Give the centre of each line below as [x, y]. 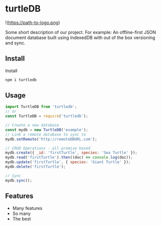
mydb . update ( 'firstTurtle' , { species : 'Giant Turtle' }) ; [68, 162]
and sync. [15, 42]
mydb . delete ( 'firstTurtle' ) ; [35, 167]
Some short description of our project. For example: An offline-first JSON [81, 32]
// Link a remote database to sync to [45, 134]
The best [21, 218]
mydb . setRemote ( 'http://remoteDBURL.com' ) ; [51, 139]
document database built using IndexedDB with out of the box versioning [80, 37]
